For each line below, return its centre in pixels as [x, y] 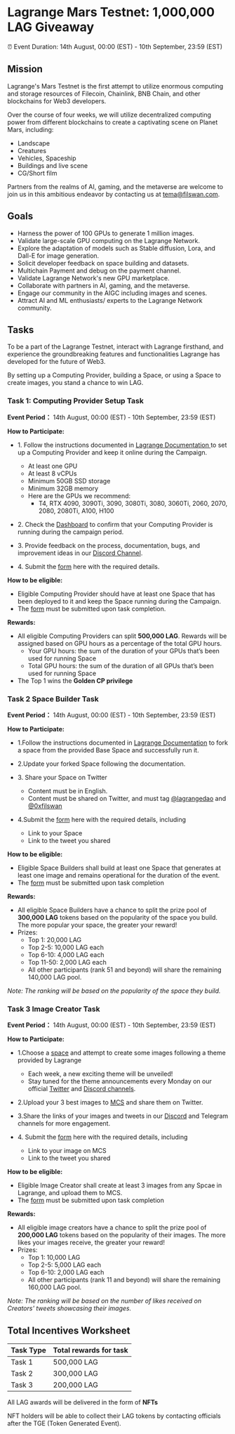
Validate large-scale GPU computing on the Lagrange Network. [109, 240]
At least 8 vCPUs [52, 473]
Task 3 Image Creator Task [54, 1009]
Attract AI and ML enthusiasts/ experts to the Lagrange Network [110, 300]
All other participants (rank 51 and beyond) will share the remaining [125, 970]
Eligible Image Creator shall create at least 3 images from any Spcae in [120, 1185]
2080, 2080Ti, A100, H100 [76, 511]
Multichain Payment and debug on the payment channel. [99, 270]
